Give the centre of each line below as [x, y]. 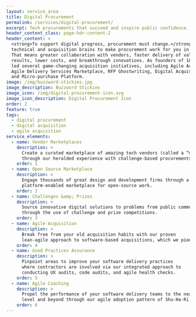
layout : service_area [32, 11]
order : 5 [27, 278]
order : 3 [27, 218]
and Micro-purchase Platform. [48, 77]
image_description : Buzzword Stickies [53, 88]
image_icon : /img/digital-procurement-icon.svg [65, 93]
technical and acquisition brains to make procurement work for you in [100, 50]
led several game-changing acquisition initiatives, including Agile [97, 66]
